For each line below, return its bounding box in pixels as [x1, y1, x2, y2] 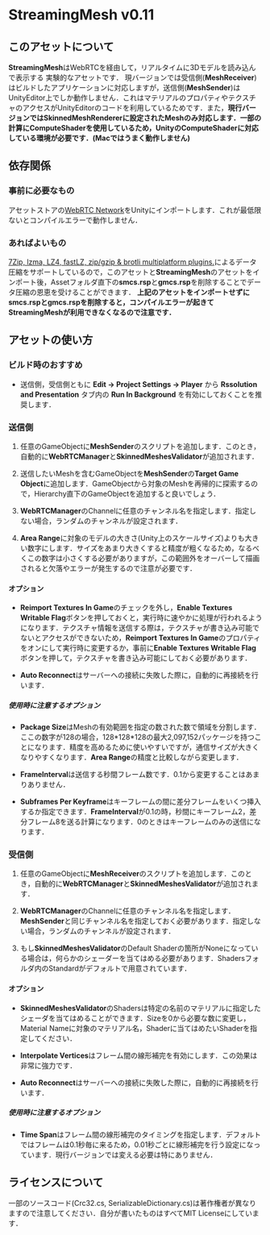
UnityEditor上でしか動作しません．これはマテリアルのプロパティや [8, 93, 228, 102]
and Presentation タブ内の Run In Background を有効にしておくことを [19, 389, 255, 399]
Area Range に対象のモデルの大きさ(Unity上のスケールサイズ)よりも [19, 533, 246, 543]
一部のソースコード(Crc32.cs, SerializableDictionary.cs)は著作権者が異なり [8, 1199, 256, 1208]
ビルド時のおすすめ [8, 360, 83, 371]
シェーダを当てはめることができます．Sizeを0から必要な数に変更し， [19, 1013, 251, 1023]
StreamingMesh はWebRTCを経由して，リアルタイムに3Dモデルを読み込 [8, 63, 249, 72]
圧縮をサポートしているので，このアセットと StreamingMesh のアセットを [8, 267, 253, 277]
